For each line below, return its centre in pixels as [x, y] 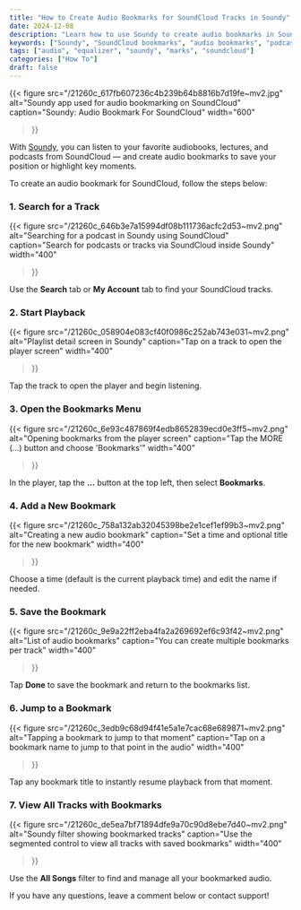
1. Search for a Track [55, 206]
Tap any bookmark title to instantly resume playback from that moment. [141, 782]
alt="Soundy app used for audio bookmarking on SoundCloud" [125, 102]
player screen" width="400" [61, 351]
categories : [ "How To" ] [54, 59]
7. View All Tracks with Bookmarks [86, 805]
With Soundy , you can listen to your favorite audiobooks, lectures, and [139, 147]
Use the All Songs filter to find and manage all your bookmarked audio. [141, 878]
